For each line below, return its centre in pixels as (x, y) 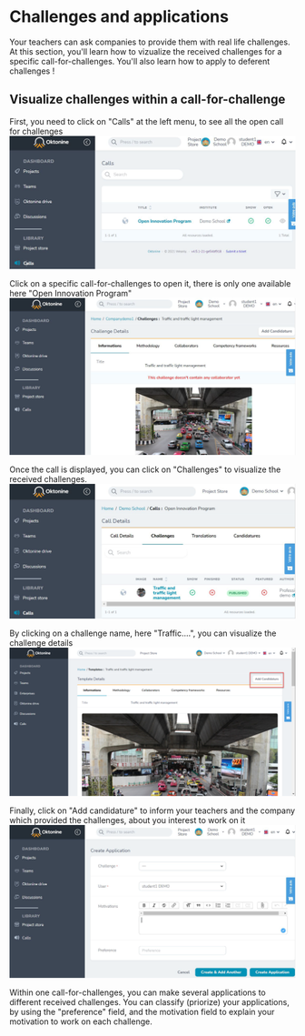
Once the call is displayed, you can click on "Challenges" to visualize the (145, 469)
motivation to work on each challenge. (81, 1021)
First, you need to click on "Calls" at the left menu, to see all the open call (147, 121)
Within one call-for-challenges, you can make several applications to (138, 992)
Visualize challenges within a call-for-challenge (148, 100)
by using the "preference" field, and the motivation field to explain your (142, 1012)
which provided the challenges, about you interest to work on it (128, 820)
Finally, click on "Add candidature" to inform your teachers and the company (152, 810)
